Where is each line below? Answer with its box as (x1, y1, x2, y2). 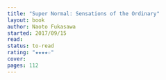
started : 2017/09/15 (7, 29, 67, 37)
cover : (7, 56, 26, 63)
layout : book (7, 17, 45, 24)
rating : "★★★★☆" (7, 49, 54, 56)
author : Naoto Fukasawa (7, 23, 76, 30)
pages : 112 (7, 62, 39, 69)
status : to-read (7, 42, 54, 49)
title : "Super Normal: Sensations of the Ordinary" (7, 10, 160, 17)
